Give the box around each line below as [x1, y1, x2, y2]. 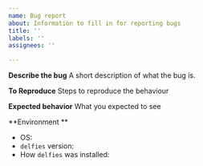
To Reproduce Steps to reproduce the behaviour [8, 86, 169, 96]
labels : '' [8, 34, 45, 43]
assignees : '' [8, 42, 56, 50]
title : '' [8, 26, 42, 34]
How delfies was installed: [19, 150, 110, 160]
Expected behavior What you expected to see [8, 102, 162, 111]
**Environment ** [8, 117, 68, 127]
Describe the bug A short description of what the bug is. [8, 71, 196, 80]
